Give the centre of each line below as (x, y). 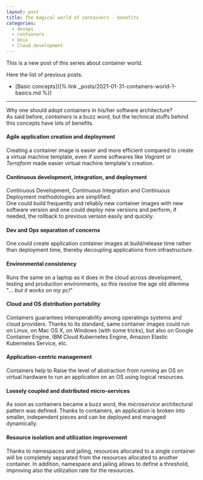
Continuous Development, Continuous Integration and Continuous (88, 191)
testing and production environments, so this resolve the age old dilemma (98, 284)
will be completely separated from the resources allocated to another (92, 457)
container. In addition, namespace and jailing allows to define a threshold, (98, 464)
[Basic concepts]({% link (46, 86)
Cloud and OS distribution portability (53, 304)
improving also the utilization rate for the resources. (70, 470)
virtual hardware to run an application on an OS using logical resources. (95, 377)
